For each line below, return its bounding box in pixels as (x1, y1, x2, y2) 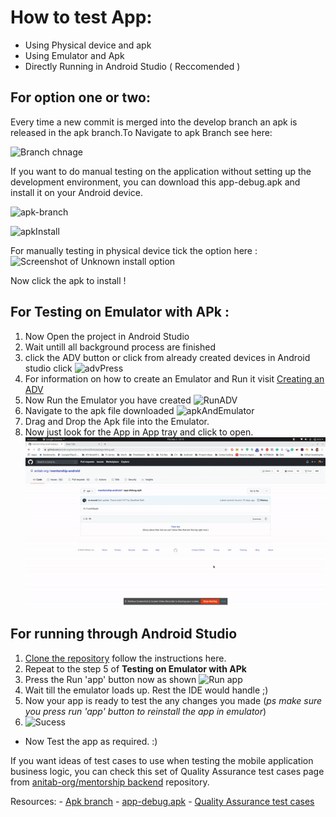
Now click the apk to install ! (10, 274, 127, 286)
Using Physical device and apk (24, 39, 152, 51)
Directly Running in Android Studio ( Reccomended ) (24, 60, 241, 72)
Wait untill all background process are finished (24, 341, 217, 353)
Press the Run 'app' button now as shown (24, 673, 197, 685)
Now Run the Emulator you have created (24, 394, 192, 406)
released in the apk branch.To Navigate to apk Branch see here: (10, 126, 273, 138)
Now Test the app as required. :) (24, 735, 158, 747)
